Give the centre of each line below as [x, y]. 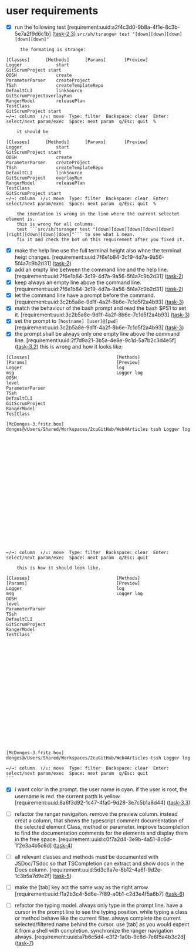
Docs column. [31, 869]
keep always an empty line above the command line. [78, 282]
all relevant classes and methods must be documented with [86, 857]
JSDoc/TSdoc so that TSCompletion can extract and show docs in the [99, 863]
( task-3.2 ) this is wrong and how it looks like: [69, 347]
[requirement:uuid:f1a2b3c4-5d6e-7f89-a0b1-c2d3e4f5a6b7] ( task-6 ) [99, 894]
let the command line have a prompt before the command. [85, 295]
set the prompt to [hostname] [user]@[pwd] [66, 321]
